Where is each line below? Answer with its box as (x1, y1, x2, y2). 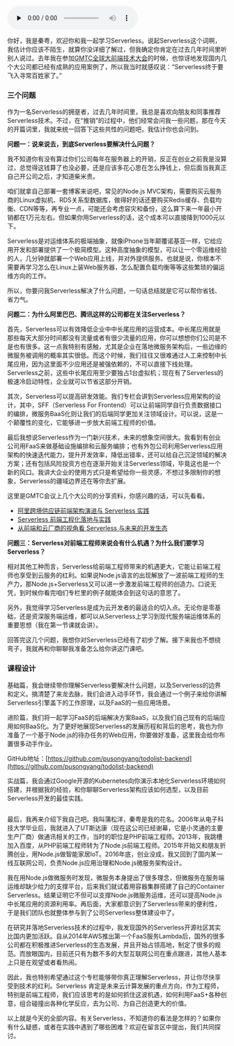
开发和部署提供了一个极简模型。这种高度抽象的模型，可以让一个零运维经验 (13, 246, 227, 254)
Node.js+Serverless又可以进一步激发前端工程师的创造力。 (31, 580, 198, 589)
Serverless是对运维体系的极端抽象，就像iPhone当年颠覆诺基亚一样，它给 (7, 237, 217, 245)
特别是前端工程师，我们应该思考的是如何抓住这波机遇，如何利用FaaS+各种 (7, 990, 221, 999)
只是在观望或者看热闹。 (13, 958, 81, 966)
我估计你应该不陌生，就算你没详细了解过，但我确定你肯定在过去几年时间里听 (7, 45, 227, 53)
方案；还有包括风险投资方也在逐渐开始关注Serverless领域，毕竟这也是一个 (7, 459, 221, 468)
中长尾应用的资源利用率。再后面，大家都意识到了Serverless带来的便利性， (7, 899, 221, 908)
